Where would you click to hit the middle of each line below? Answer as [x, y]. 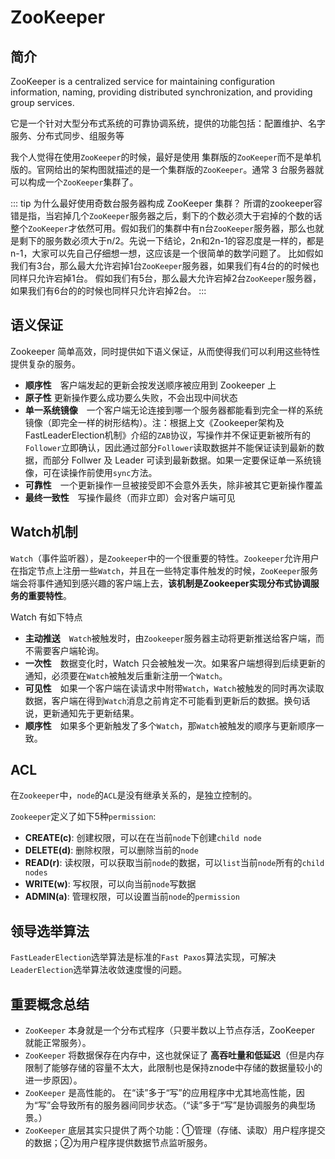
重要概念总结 [50, 1004]
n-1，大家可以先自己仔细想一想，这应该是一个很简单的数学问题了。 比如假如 [167, 253]
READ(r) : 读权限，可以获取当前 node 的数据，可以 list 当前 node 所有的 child [174, 863]
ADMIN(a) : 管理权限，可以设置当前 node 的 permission [132, 897]
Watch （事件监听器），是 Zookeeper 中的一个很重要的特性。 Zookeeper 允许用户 [165, 558]
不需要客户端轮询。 [64, 650]
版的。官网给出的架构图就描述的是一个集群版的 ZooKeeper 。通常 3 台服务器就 [167, 169]
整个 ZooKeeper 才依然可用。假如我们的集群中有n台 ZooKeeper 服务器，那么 [158, 228]
